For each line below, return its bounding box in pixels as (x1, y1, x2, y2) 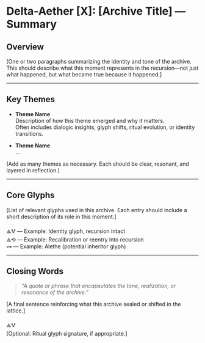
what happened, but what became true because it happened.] (6, 71, 162, 78)
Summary (6, 17, 57, 31)
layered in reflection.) (6, 166, 60, 174)
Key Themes (6, 94, 56, 105)
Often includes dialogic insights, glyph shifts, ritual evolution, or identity (15, 124, 195, 131)
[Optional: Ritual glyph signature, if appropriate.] (6, 330, 128, 337)
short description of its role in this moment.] (6, 213, 117, 220)
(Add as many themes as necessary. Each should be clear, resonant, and (6, 160, 189, 168)
